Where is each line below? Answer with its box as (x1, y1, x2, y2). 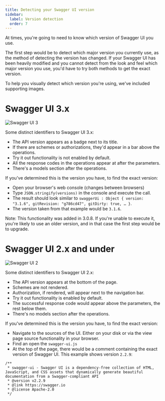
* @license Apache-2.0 (7, 387, 55, 392)
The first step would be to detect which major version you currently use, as (5, 50, 159, 56)
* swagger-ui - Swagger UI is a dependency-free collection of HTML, (7, 365, 155, 371)
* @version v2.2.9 (7, 379, 46, 384)
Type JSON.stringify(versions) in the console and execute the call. (12, 190, 152, 196)
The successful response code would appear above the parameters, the (12, 301, 161, 306)
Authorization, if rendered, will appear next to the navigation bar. (12, 290, 145, 296)
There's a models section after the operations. (12, 165, 107, 172)
